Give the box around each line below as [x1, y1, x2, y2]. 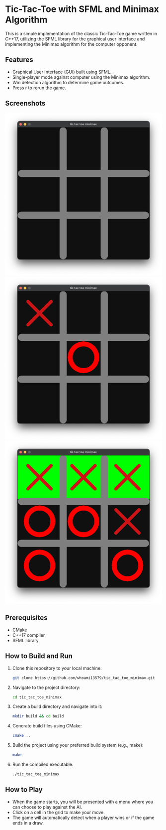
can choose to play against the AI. [12, 804, 83, 810]
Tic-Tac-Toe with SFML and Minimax [5, 3, 159, 15]
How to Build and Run [5, 652, 73, 661]
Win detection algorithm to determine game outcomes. [12, 79, 124, 85]
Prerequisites [5, 614, 48, 622]
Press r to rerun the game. [12, 85, 66, 91]
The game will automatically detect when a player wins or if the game [12, 815, 155, 821]
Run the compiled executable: [12, 761, 74, 767]
